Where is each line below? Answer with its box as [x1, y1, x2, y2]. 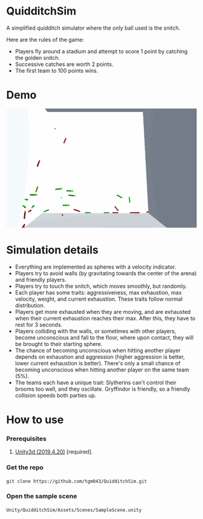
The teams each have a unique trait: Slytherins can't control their [14, 379, 177, 386]
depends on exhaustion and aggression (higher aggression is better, [14, 353, 185, 361]
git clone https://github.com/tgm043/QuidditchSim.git [6, 478, 147, 485]
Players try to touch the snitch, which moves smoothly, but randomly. [14, 282, 187, 290]
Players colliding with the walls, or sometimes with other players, [14, 327, 176, 335]
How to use [6, 413, 64, 426]
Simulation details [6, 243, 98, 256]
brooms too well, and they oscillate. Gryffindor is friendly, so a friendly [14, 385, 190, 393]
